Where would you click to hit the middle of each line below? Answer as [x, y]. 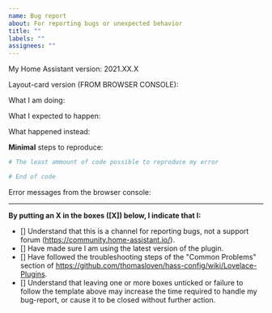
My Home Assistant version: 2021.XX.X [74, 69]
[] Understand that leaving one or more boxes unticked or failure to [132, 282]
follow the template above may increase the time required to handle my [138, 291]
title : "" [25, 31]
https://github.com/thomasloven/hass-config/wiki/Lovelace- [156, 265]
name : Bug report [38, 16]
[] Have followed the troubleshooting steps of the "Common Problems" [138, 256]
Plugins [33, 274]
